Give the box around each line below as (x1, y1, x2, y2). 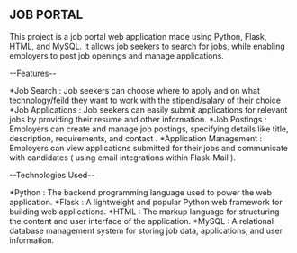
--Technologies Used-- (9, 169, 95, 180)
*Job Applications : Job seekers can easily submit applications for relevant (9, 104, 288, 115)
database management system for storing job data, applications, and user (9, 225, 283, 236)
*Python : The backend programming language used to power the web (9, 186, 273, 197)
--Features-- (9, 68, 57, 78)
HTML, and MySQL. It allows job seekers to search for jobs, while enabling (9, 41, 285, 51)
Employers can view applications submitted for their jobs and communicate (9, 142, 289, 153)
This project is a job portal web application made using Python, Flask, (9, 31, 267, 41)
